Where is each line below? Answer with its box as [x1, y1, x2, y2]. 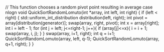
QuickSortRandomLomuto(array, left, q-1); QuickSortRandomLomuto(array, [5, 36, 159, 42]
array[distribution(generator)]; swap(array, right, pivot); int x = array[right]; [5, 20, 159, 26]
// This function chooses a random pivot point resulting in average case [5, 4, 153, 10]
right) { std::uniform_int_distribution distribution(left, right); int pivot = [5, 15, 148, 20]
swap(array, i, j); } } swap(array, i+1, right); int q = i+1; [5, 31, 115, 36]
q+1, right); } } [5, 41, 34, 47]
